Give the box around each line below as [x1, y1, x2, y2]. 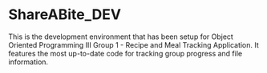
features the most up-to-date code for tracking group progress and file [8, 48, 243, 58]
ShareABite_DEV [8, 6, 122, 24]
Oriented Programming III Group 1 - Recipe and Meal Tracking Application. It [8, 40, 259, 49]
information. [8, 57, 49, 67]
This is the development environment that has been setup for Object [8, 32, 234, 41]
